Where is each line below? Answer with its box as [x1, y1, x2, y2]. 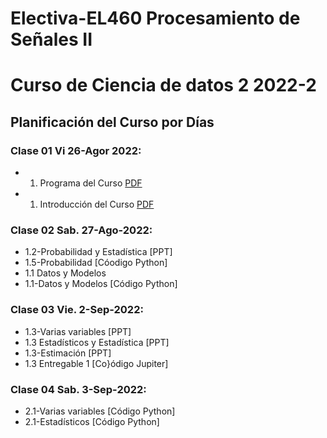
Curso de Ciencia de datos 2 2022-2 [10, 74, 317, 97]
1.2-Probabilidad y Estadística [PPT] [24, 246, 173, 258]
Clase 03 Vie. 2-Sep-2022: [10, 303, 144, 317]
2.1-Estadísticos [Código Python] [24, 415, 160, 427]
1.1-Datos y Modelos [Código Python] [24, 278, 178, 290]
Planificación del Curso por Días [10, 113, 215, 131]
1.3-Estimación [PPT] [24, 347, 112, 359]
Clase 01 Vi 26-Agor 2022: [10, 143, 142, 157]
